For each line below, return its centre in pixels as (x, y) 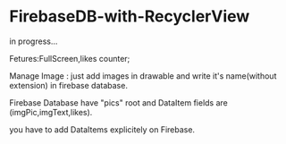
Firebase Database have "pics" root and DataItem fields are (118, 102)
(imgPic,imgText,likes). (51, 112)
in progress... (34, 41)
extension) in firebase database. (68, 85)
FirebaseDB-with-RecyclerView (130, 17)
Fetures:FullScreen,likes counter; (70, 58)
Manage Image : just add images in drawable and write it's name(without (143, 76)
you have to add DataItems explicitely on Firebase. (102, 129)
